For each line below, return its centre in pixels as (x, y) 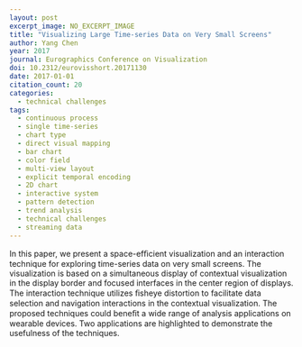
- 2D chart (38, 186)
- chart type (42, 135)
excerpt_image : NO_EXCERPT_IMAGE (72, 26)
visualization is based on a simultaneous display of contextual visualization (148, 273)
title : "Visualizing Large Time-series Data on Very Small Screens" (141, 34)
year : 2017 (30, 51)
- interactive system (58, 194)
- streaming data (50, 227)
